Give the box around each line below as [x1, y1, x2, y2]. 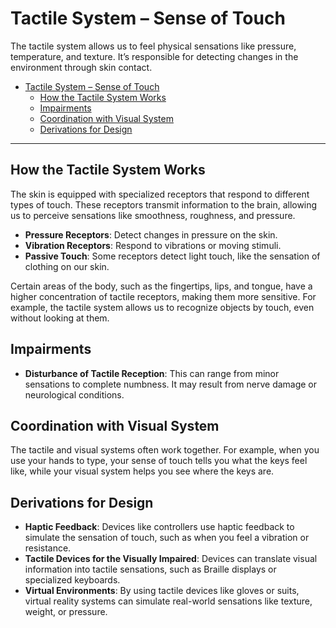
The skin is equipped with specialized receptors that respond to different [10, 188, 310, 200]
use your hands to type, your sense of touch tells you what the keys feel [10, 455, 308, 467]
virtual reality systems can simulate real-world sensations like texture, [24, 595, 313, 607]
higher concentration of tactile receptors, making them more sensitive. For [10, 290, 317, 302]
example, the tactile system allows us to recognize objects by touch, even [10, 301, 315, 313]
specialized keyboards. [24, 574, 121, 586]
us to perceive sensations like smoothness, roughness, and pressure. [10, 209, 296, 221]
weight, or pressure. [24, 606, 108, 618]
